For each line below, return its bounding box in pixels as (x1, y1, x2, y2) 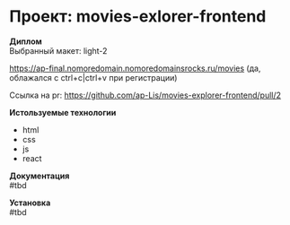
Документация (9, 170, 70, 181)
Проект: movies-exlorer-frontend (9, 6, 267, 27)
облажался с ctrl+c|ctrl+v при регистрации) (9, 72, 178, 82)
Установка (9, 197, 51, 208)
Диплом (9, 36, 42, 47)
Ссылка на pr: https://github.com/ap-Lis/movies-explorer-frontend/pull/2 (9, 90, 281, 100)
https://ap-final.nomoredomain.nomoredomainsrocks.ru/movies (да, (9, 63, 261, 74)
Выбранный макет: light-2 (9, 45, 108, 56)
